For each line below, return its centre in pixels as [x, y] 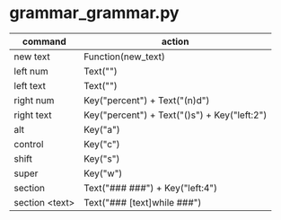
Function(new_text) [125, 57]
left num [31, 71]
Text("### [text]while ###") [143, 202]
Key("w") [103, 173]
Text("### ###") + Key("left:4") [151, 188]
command [44, 41]
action [175, 41]
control [29, 144]
